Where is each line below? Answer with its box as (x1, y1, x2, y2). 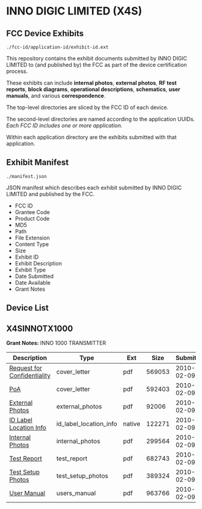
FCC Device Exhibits (6, 28, 84, 39)
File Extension (14, 234, 50, 241)
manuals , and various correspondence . (6, 92, 106, 99)
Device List (6, 303, 49, 313)
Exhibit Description (14, 259, 62, 267)
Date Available (14, 279, 51, 286)
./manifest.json (6, 173, 47, 179)
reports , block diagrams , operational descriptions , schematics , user (6, 86, 180, 93)
